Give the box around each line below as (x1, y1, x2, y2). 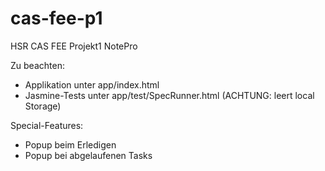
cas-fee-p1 (10, 7, 103, 30)
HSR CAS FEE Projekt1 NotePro (10, 40, 138, 52)
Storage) (24, 100, 62, 112)
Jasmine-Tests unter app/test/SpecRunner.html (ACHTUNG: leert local (24, 89, 315, 101)
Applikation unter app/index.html (24, 78, 160, 91)
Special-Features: (10, 119, 84, 131)
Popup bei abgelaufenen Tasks (24, 149, 153, 161)
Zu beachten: (10, 59, 65, 71)
